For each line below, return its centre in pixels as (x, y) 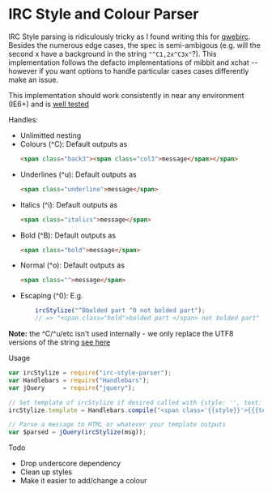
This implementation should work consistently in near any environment (126, 95)
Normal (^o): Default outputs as (72, 265)
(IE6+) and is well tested (49, 104)
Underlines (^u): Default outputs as (78, 174)
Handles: (23, 119)
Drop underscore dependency (70, 464)
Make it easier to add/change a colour (83, 481)
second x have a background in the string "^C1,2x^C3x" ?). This (113, 54)
